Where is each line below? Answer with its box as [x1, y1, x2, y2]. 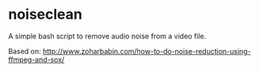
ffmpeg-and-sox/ [8, 55, 65, 64]
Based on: [8, 46, 41, 56]
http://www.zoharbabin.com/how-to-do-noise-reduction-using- [42, 46, 251, 56]
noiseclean [8, 5, 83, 23]
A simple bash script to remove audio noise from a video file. [8, 31, 207, 41]
